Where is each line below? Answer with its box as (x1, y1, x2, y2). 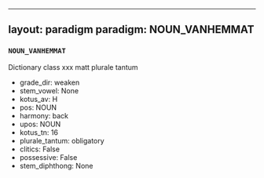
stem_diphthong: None (19, 161, 93, 170)
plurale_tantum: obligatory (19, 136, 104, 145)
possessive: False (19, 152, 78, 162)
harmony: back (19, 111, 69, 120)
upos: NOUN (19, 119, 61, 129)
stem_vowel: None (19, 85, 79, 95)
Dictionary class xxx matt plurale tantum (8, 62, 139, 71)
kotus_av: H (19, 94, 58, 104)
